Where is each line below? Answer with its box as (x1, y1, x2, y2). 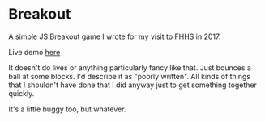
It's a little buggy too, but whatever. (8, 104, 126, 114)
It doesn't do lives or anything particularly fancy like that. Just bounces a (8, 62, 251, 73)
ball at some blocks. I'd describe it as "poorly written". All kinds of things (8, 71, 251, 81)
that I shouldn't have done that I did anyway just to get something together (8, 80, 258, 90)
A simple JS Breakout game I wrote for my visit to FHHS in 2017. (8, 32, 221, 41)
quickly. (8, 88, 35, 98)
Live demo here (8, 47, 61, 57)
